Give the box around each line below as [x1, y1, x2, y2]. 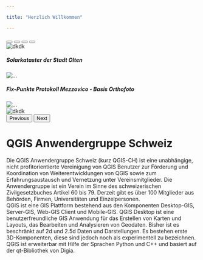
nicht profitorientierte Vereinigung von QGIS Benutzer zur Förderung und [6, 163, 188, 170]
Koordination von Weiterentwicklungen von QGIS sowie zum [6, 169, 157, 176]
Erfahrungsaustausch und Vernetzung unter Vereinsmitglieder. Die [6, 176, 173, 183]
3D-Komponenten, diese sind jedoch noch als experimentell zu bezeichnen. [6, 234, 196, 241]
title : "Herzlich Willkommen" [6, 14, 83, 20]
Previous [9, 115, 29, 121]
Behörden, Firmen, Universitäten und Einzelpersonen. [6, 195, 140, 202]
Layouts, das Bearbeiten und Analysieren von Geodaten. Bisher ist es [6, 221, 179, 228]
